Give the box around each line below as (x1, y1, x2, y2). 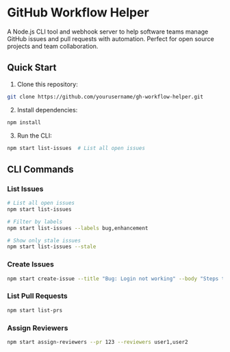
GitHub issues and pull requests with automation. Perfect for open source (7, 34, 214, 42)
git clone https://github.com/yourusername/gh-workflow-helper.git (7, 93, 204, 100)
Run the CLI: (16, 131, 53, 140)
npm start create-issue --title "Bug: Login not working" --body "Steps (7, 275, 219, 282)
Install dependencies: (16, 105, 78, 114)
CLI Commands (7, 163, 74, 175)
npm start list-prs (7, 307, 63, 314)
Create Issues (7, 260, 55, 269)
